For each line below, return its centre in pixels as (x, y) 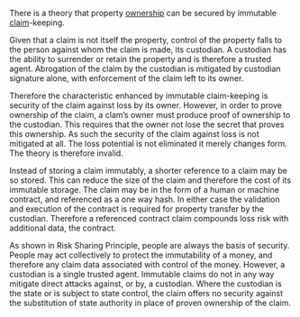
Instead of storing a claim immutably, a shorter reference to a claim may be (149, 171)
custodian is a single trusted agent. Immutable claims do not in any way (142, 274)
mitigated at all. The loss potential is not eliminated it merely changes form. (149, 144)
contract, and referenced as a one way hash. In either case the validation (145, 199)
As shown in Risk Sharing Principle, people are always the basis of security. (150, 245)
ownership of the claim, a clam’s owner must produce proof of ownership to (150, 115)
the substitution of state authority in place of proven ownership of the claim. (150, 303)
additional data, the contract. (63, 228)
